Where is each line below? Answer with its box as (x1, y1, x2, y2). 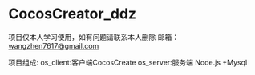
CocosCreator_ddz (8, 5, 137, 23)
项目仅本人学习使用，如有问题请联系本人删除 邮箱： (8, 32, 179, 41)
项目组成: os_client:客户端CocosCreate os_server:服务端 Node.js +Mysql (8, 57, 248, 67)
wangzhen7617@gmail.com (8, 41, 99, 50)
